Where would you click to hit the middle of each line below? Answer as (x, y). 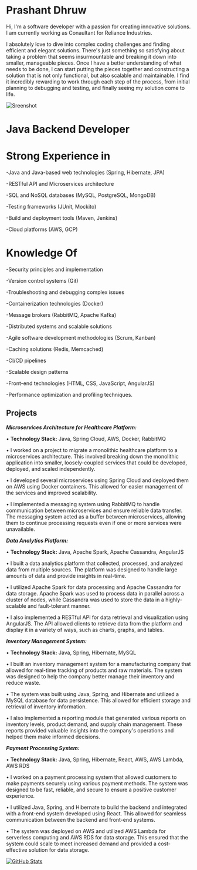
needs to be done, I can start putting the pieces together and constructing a (98, 69)
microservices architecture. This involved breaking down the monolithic (92, 456)
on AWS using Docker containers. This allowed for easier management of (95, 486)
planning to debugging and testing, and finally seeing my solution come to (96, 88)
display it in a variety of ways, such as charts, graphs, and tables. (85, 630)
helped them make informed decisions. (53, 737)
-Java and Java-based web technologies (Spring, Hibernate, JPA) (86, 173)
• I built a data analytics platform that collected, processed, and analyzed (94, 563)
